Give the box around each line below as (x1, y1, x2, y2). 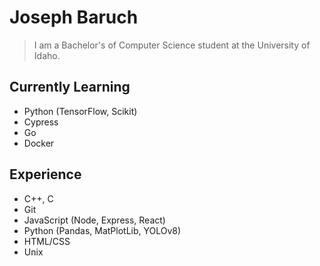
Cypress (23, 116, 59, 128)
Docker (23, 137, 55, 149)
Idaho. (33, 49, 61, 61)
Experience (9, 166, 82, 183)
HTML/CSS (23, 235, 71, 247)
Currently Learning (9, 79, 131, 96)
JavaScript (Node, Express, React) (23, 214, 166, 226)
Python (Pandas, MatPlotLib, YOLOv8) (23, 224, 182, 236)
